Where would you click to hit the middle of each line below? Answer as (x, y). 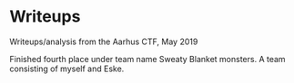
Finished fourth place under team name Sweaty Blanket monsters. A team (147, 59)
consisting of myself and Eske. (67, 69)
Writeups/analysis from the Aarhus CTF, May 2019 (104, 41)
